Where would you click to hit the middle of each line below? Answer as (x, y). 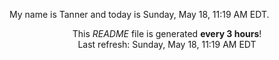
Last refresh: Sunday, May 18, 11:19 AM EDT (167, 44)
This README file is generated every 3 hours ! (167, 33)
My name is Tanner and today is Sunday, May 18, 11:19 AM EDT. (139, 14)
